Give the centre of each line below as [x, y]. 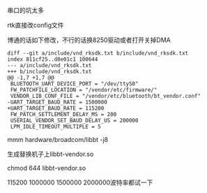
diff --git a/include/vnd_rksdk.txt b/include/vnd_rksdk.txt [98, 53]
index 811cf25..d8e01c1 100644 [53, 59]
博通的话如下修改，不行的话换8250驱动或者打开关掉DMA [89, 40]
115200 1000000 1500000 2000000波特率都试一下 [80, 183]
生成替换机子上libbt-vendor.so [51, 154]
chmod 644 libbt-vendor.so [47, 168]
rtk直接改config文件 [36, 25]
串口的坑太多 [25, 10]
